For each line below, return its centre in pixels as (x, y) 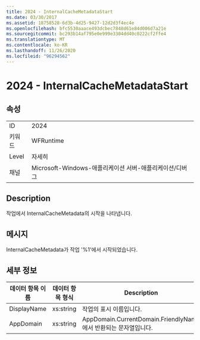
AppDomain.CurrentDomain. (122, 319)
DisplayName (28, 309)
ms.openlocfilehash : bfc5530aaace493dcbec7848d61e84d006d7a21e (86, 28)
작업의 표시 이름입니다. (112, 310)
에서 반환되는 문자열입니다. (118, 328)
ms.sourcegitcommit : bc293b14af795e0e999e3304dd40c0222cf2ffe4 (86, 34)
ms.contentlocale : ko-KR (37, 45)
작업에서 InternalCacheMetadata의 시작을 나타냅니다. (69, 213)
